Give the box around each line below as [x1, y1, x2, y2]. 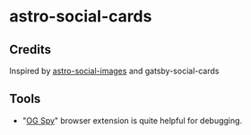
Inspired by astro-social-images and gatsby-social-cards [9, 65, 220, 76]
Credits [9, 42, 52, 57]
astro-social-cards [9, 6, 152, 27]
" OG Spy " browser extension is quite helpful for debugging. [22, 114, 243, 126]
